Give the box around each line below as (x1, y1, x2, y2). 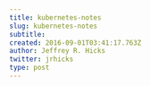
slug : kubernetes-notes (9, 21, 98, 30)
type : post (9, 64, 50, 73)
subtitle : (9, 30, 46, 39)
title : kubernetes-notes (9, 13, 102, 22)
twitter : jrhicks (9, 55, 74, 64)
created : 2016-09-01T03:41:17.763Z (9, 38, 142, 47)
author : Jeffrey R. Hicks (9, 47, 105, 56)
